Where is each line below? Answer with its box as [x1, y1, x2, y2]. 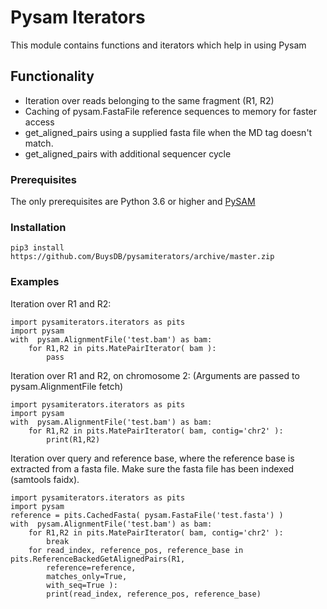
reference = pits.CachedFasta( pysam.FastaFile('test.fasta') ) [10, 510, 284, 520]
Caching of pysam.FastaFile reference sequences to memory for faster [24, 105, 318, 117]
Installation [10, 220, 67, 234]
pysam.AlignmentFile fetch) [10, 380, 124, 392]
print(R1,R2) [46, 434, 101, 445]
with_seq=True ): [46, 580, 118, 590]
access [24, 116, 55, 128]
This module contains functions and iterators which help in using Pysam [10, 39, 307, 51]
